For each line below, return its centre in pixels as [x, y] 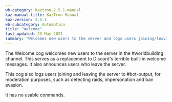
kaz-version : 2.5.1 [26, 19]
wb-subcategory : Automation [35, 24]
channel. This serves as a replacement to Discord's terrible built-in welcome [86, 58]
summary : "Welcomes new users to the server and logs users [71, 39]
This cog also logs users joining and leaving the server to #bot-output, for [83, 74]
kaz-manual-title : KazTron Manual [42, 15]
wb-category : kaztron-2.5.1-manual [43, 10]
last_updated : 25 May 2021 [34, 34]
